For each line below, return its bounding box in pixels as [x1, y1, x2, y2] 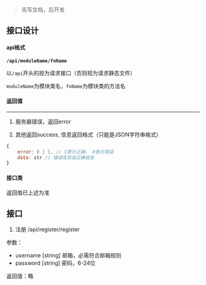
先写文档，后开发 [21, 6, 65, 13]
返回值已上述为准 [6, 189, 50, 196]
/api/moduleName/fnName [6, 57, 67, 64]
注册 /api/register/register [15, 226, 80, 233]
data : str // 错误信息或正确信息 [17, 154, 94, 161]
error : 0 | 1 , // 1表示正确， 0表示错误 [17, 149, 113, 155]
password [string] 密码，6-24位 [15, 259, 96, 267]
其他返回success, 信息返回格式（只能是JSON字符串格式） [15, 131, 162, 138]
